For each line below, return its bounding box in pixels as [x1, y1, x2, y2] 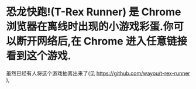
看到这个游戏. [6, 49, 71, 63]
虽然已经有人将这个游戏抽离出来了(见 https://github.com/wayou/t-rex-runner [6, 70, 190, 77]
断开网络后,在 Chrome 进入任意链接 [16, 35, 187, 48]
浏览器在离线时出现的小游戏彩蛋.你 [6, 20, 174, 33]
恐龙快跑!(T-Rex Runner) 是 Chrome [6, 5, 181, 19]
